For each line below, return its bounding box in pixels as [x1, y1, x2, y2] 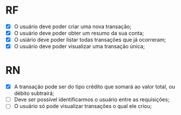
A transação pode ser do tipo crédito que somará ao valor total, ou [14, 83, 176, 90]
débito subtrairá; [14, 90, 54, 97]
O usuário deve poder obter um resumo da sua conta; [14, 30, 145, 36]
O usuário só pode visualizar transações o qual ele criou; [14, 103, 152, 110]
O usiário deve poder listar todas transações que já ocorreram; [14, 36, 166, 43]
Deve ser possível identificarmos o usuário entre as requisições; [14, 96, 170, 103]
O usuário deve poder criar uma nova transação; [14, 23, 132, 30]
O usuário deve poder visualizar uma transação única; [14, 43, 145, 50]
